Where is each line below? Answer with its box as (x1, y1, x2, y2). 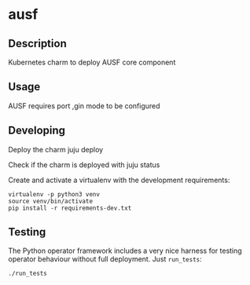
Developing (8, 124, 65, 137)
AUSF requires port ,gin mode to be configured (8, 100, 160, 111)
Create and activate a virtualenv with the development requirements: (8, 175, 230, 185)
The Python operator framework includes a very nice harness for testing (8, 246, 242, 256)
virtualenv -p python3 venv (8, 190, 101, 198)
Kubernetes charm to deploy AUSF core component (8, 57, 176, 67)
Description (8, 37, 67, 50)
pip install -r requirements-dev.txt (8, 204, 132, 212)
